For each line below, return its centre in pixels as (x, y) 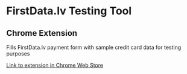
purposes (18, 54)
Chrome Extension (42, 33)
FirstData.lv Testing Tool (69, 11)
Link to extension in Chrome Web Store (55, 65)
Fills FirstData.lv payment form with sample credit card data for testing (94, 47)
